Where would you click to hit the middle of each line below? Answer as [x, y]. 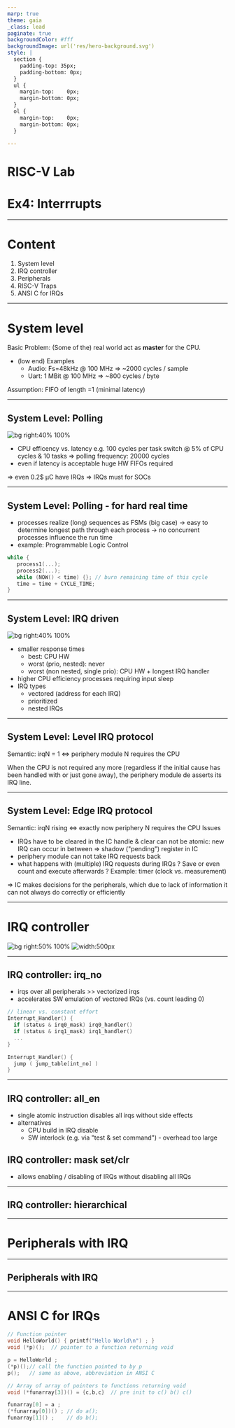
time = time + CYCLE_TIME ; [56, 584]
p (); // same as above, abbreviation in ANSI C [81, 1373]
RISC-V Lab [41, 171]
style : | [20, 53]
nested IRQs [45, 708]
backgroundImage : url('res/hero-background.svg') [81, 46]
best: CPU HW [49, 657]
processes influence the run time [65, 537]
